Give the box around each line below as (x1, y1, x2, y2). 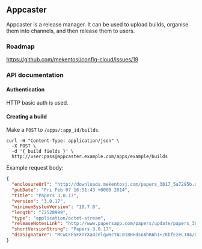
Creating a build (6, 112, 47, 120)
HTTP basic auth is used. (6, 99, 69, 106)
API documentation (6, 71, 64, 79)
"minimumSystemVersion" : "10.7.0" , (11, 204, 101, 210)
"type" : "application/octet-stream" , (11, 215, 106, 221)
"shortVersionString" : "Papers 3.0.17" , (11, 226, 114, 232)
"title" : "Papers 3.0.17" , (11, 192, 79, 199)
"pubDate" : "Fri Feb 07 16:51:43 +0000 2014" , (11, 187, 130, 193)
